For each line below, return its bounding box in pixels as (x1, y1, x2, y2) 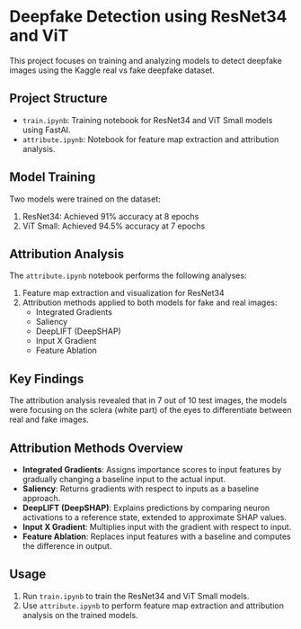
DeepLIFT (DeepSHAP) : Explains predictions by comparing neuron (22, 502, 270, 513)
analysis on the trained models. (22, 609, 139, 620)
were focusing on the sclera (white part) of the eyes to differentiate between (9, 405, 292, 416)
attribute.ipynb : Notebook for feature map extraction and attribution (22, 133, 279, 145)
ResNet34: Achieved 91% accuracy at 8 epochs (22, 211, 199, 221)
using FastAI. (22, 124, 71, 135)
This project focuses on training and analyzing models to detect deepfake (9, 55, 283, 66)
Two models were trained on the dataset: (9, 193, 162, 204)
